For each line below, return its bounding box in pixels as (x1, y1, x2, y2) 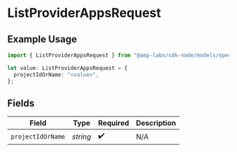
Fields (7, 97, 35, 109)
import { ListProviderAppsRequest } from (7, 52, 131, 59)
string (71, 131, 92, 141)
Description (135, 118, 176, 128)
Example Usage (7, 33, 78, 45)
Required (97, 118, 129, 128)
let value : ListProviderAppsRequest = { (7, 64, 128, 71)
